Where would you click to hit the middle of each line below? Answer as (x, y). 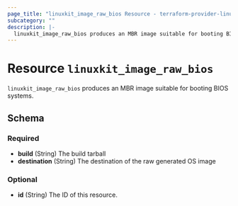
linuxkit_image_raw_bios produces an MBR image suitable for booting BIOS (118, 88)
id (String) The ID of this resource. (68, 195)
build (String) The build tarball (62, 154)
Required (23, 138)
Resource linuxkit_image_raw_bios (110, 69)
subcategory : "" (31, 21)
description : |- (31, 27)
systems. (21, 96)
